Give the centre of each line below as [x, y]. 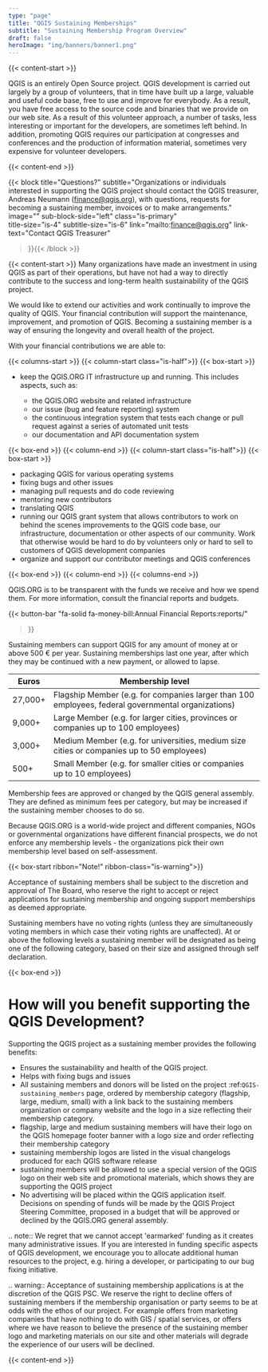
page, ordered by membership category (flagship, [168, 1093]
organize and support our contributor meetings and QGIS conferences [135, 559]
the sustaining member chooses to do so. [77, 810]
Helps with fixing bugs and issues [75, 1076]
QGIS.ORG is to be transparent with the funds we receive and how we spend [134, 590]
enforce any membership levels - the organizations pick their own [116, 843]
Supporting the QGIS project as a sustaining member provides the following [132, 1044]
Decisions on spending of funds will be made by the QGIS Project [127, 1204]
